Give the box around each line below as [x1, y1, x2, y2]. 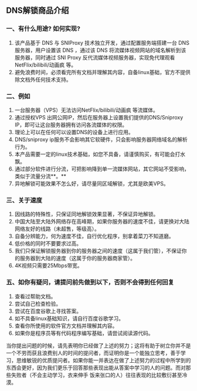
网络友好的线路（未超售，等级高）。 [14, 225, 100, 232]
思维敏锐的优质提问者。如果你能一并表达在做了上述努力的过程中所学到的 [16, 356, 191, 363]
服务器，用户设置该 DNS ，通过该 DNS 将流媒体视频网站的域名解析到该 [14, 46, 186, 54]
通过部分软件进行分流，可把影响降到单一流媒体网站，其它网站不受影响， [14, 165, 189, 172]
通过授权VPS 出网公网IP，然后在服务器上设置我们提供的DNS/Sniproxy [14, 113, 184, 121]
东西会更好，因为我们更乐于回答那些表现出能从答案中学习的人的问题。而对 [6, 364, 186, 371]
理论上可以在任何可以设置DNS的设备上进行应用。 [14, 128, 134, 135]
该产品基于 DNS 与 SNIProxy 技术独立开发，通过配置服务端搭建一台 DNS [14, 39, 189, 46]
